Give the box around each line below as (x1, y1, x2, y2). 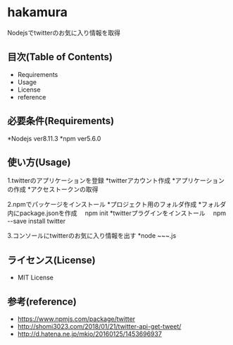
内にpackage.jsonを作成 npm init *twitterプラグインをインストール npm (7, 209, 227, 217)
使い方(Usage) (7, 156, 71, 168)
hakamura (7, 4, 68, 20)
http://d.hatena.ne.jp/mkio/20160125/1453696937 (17, 329, 162, 338)
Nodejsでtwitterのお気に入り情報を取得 (7, 28, 121, 37)
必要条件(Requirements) (7, 115, 115, 127)
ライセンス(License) (7, 254, 96, 266)
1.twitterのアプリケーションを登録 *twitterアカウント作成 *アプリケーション (7, 176, 225, 185)
